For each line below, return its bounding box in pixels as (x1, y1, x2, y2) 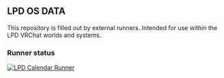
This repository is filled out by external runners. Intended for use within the (7, 23, 217, 31)
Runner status (7, 48, 55, 57)
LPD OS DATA (7, 5, 66, 17)
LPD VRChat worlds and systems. (7, 31, 102, 39)
